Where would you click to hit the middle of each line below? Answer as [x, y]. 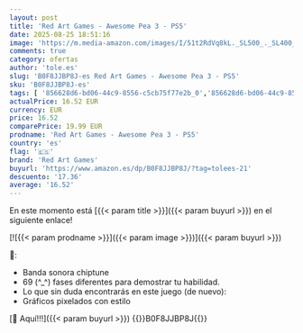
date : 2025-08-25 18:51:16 [60, 34]
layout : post [34, 18]
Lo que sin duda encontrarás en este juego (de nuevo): [124, 292]
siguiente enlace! [41, 220]
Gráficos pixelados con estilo [76, 301]
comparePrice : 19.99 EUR [56, 127]
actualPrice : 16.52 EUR [54, 101]
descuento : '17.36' [46, 176]
